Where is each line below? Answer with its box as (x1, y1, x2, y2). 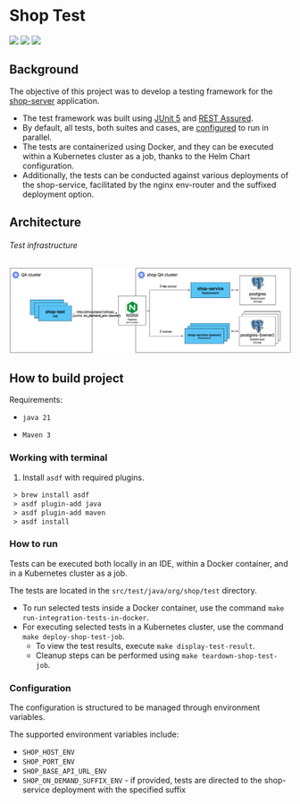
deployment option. (21, 189, 95, 200)
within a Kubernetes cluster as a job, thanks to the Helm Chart (21, 150, 251, 161)
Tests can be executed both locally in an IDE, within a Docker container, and (9, 558, 288, 569)
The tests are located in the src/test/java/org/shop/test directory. (9, 585, 257, 595)
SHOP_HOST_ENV (21, 748, 75, 757)
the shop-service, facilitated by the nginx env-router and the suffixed (21, 179, 277, 190)
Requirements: (9, 395, 62, 406)
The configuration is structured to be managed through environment (9, 702, 261, 713)
